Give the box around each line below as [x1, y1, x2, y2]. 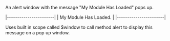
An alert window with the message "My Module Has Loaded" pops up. [5, 5, 154, 10]
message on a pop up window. [5, 30, 70, 35]
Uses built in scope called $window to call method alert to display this [5, 24, 153, 30]
